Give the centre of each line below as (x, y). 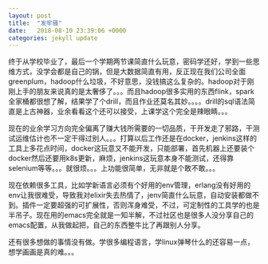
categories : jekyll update (53, 38)
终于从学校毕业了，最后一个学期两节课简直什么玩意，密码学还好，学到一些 (130, 61)
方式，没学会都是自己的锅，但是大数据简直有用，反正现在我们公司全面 (130, 72)
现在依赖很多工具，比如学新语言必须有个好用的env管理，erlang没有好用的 (130, 185)
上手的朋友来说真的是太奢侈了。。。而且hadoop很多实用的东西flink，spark (135, 92)
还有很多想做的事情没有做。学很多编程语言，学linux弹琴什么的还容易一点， (131, 242)
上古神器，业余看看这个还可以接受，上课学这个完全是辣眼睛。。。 (127, 112)
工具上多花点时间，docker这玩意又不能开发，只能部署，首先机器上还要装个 (132, 148)
